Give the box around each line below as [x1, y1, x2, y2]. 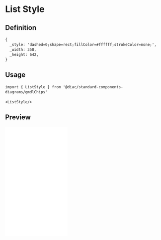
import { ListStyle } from [5, 84, 61, 89]
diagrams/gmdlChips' [5, 89, 48, 94]
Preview [5, 113, 31, 122]
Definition [5, 23, 36, 32]
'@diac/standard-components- [63, 84, 123, 89]
